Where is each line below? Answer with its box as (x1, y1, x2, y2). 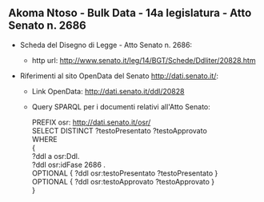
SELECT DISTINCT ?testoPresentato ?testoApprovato (31, 125, 208, 135)
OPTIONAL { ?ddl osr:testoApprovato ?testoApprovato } (31, 176, 215, 186)
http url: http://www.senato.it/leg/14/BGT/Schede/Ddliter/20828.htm (31, 55, 256, 65)
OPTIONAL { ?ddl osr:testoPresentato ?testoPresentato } (31, 168, 218, 178)
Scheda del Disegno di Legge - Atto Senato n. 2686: (19, 40, 193, 50)
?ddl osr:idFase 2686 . (31, 160, 106, 169)
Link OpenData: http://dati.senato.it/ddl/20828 (31, 86, 185, 96)
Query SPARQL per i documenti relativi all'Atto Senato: (31, 101, 210, 111)
